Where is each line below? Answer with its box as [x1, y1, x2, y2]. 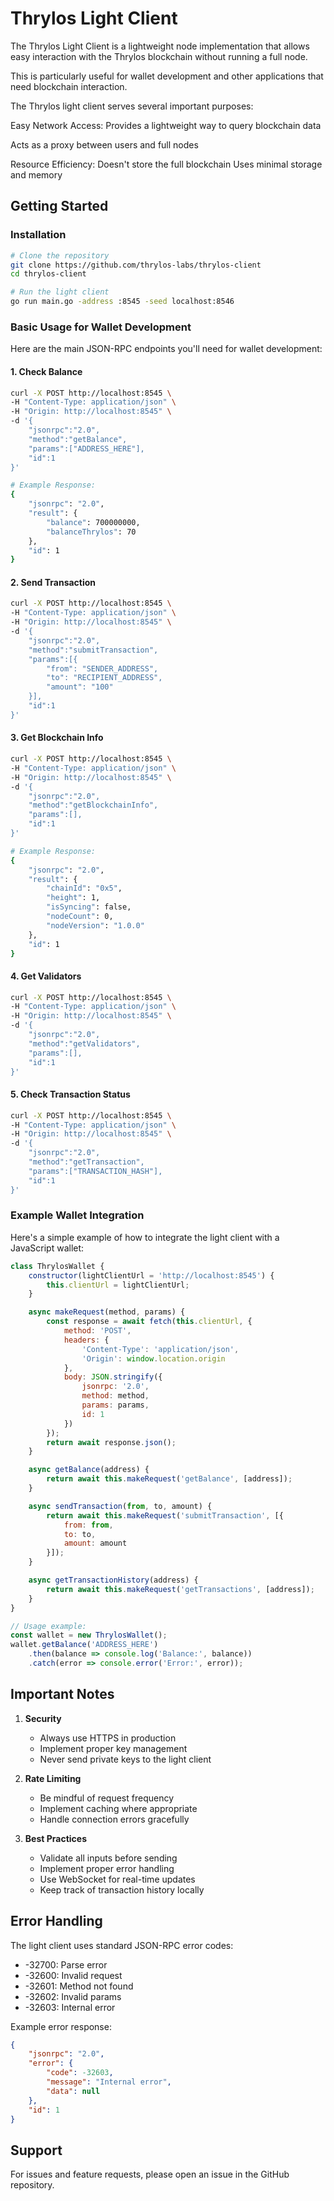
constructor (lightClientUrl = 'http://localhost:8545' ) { [28, 1270, 275, 1281]
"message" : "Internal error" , [46, 2077, 172, 2087]
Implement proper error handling [39, 1862, 175, 1874]
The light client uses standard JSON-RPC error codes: [10, 1939, 234, 1951]
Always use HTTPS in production [39, 1732, 177, 1744]
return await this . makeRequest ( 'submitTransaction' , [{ [46, 1510, 284, 1521]
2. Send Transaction [10, 576, 97, 588]
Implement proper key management [39, 1742, 188, 1754]
